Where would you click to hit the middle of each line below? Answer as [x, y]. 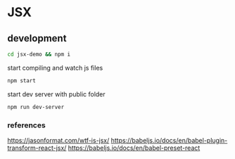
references [26, 125]
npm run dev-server [36, 107]
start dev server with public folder [56, 94]
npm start [22, 81]
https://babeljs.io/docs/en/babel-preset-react [134, 148]
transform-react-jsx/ [37, 148]
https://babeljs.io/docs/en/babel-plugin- [169, 140]
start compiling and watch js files [55, 68]
